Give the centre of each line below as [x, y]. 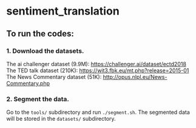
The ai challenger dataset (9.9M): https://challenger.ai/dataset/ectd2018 [96, 64]
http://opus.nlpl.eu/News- [135, 76]
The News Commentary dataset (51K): [54, 76]
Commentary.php [28, 83]
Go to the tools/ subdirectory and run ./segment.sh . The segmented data [98, 112]
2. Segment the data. [38, 99]
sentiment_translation [63, 11]
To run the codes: [40, 34]
